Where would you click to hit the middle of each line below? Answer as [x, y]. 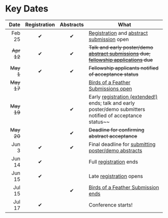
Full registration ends [113, 161]
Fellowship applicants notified [124, 68]
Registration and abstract [118, 33]
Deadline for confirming [116, 129]
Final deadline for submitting [122, 144]
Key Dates [27, 9]
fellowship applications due [121, 59]
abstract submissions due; [120, 53]
